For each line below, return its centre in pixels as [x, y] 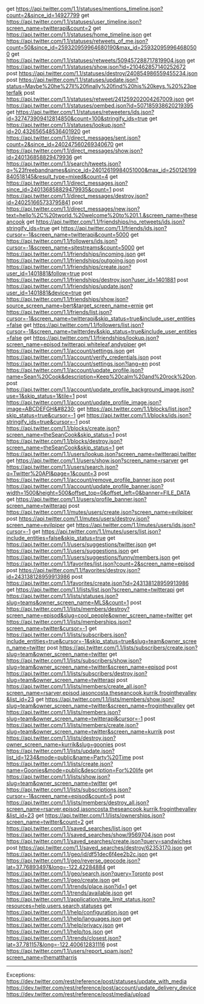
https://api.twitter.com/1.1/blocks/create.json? [63, 428]
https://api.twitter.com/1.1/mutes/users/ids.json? [136, 525]
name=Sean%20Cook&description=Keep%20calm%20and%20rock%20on [101, 377]
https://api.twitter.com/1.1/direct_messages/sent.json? [73, 138]
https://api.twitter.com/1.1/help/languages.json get [69, 919]
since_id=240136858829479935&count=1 [59, 190]
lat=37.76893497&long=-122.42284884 [56, 867]
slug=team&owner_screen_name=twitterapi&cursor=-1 [75, 719]
